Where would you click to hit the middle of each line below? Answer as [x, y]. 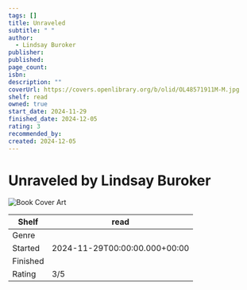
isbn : [17, 75]
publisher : [26, 52]
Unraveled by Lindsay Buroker [110, 180]
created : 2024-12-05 [42, 141]
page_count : [28, 68]
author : [21, 38]
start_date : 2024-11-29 [48, 112]
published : [26, 60]
